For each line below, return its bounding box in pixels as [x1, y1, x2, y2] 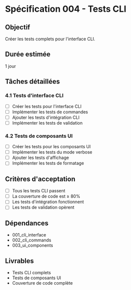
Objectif [5, 23, 30, 31]
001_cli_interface [12, 232, 46, 238]
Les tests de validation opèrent [12, 205, 75, 211]
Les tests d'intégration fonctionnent [12, 199, 84, 205]
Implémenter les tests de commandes [12, 109, 88, 115]
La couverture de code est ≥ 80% [12, 193, 81, 199]
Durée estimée [5, 50, 51, 58]
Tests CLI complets [12, 269, 51, 275]
